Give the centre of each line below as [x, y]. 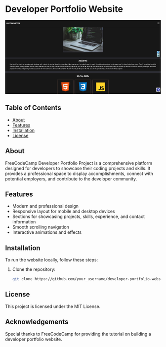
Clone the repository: [34, 269]
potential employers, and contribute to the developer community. [71, 178]
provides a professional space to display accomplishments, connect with [79, 173]
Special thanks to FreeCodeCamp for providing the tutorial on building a [78, 334]
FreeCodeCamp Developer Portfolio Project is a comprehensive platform [79, 163]
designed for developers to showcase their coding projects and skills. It [78, 168]
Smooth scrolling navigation [41, 227]
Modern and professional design [45, 206]
